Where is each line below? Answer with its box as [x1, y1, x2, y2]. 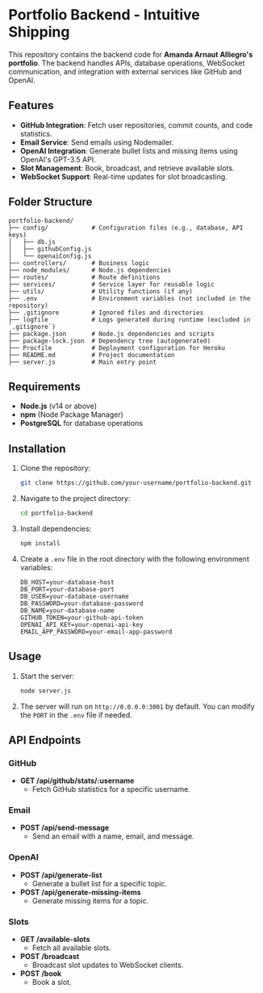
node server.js [19, 687, 72, 695]
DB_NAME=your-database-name [19, 606, 115, 615]
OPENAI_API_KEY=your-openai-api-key [19, 621, 144, 629]
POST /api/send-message [19, 823, 110, 833]
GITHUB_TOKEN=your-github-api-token [19, 613, 144, 621]
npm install [19, 539, 61, 547]
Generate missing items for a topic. [31, 895, 149, 906]
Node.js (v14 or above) [19, 402, 97, 411]
